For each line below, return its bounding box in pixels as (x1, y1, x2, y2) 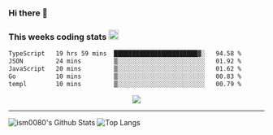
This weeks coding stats (8, 31, 107, 42)
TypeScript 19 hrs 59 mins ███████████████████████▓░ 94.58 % (8, 50, 242, 58)
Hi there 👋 (8, 7, 49, 19)
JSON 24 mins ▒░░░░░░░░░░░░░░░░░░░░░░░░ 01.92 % (8, 57, 242, 66)
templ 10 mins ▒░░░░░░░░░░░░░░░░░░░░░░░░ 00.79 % (8, 80, 242, 88)
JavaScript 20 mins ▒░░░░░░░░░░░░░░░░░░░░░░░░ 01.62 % (8, 64, 242, 72)
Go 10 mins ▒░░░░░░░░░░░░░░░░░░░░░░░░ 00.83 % (8, 72, 242, 81)
